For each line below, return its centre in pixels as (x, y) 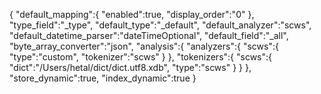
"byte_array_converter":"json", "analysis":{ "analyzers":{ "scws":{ (144, 46)
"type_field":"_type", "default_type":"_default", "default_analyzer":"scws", (160, 25)
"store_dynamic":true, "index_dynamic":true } (103, 78)
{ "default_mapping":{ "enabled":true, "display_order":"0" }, (132, 14)
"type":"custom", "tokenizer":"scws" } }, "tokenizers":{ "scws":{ (141, 57)
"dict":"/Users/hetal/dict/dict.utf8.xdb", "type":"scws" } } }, (130, 67)
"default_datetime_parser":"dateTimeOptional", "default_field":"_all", (149, 35)
